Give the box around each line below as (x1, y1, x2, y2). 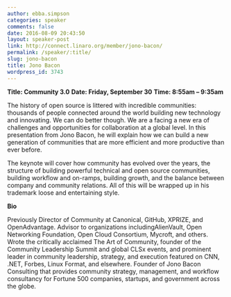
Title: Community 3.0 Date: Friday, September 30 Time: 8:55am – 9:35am (7, 88, 224, 96)
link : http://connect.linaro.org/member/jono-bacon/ (7, 42, 163, 49)
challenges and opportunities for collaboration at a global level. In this (7, 123, 207, 131)
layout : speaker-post (7, 36, 70, 43)
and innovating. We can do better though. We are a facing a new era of (7, 115, 210, 124)
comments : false (7, 23, 54, 30)
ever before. (7, 145, 42, 154)
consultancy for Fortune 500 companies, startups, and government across (7, 274, 221, 282)
